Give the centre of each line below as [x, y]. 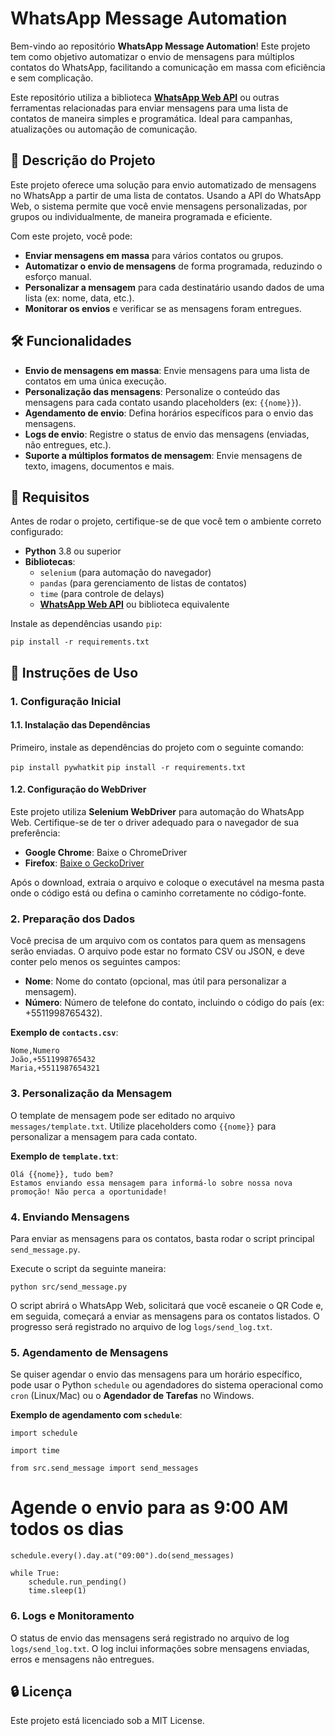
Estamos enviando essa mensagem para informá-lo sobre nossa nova [151, 1183]
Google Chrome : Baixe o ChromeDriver [106, 853]
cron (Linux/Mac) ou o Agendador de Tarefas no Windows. [132, 1396]
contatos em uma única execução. [95, 381]
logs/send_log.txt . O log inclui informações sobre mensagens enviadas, [160, 1648]
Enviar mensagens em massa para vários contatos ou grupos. [154, 255]
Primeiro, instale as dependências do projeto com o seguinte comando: [157, 747]
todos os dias [67, 1529]
